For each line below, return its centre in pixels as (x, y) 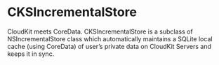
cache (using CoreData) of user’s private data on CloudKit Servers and (109, 46)
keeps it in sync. (31, 54)
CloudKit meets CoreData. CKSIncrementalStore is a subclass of (100, 31)
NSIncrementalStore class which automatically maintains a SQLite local (110, 38)
